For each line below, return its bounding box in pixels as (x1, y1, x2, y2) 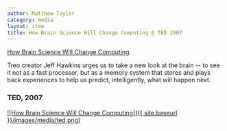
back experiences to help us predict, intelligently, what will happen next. (7, 76, 211, 84)
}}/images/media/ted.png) (7, 116, 81, 124)
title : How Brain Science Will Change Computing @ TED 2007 (7, 29, 183, 36)
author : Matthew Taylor (7, 10, 75, 17)
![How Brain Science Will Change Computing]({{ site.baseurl (7, 108, 178, 117)
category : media (7, 16, 53, 23)
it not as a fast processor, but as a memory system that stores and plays (7, 69, 211, 77)
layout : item (7, 23, 45, 29)
